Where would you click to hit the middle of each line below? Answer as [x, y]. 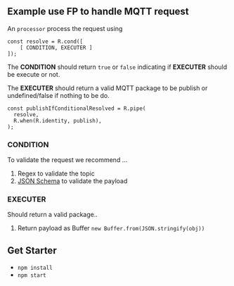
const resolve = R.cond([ [45, 42]
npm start [32, 275]
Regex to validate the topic [56, 174]
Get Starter [32, 250]
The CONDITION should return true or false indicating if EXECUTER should [117, 67]
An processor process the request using [65, 28]
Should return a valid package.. [53, 215]
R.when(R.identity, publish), [58, 120]
